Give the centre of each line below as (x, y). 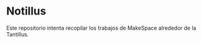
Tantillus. (18, 34)
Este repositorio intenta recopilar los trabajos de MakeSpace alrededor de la (101, 28)
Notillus (26, 11)
